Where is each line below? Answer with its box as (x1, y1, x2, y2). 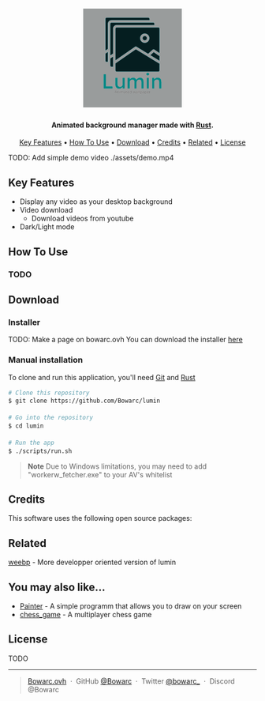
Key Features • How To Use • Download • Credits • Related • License (19, 138, 246, 147)
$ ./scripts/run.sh (8, 447, 73, 455)
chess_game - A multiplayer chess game (19, 609, 152, 619)
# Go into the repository (8, 414, 93, 422)
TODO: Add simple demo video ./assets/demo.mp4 (8, 153, 174, 163)
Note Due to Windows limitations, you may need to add (27, 462, 207, 471)
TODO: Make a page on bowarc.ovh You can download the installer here (8, 335, 243, 345)
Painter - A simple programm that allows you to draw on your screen (19, 601, 242, 611)
